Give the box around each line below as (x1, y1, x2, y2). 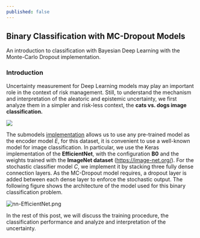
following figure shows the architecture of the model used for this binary (6, 182, 186, 189)
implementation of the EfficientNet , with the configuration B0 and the (6, 150, 180, 157)
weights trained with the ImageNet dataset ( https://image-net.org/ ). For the (6, 156, 194, 163)
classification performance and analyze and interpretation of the (6, 218, 166, 225)
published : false (6, 8, 50, 15)
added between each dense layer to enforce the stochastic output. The (6, 175, 183, 183)
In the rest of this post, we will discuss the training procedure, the (6, 211, 169, 219)
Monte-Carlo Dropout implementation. (6, 54, 101, 61)
